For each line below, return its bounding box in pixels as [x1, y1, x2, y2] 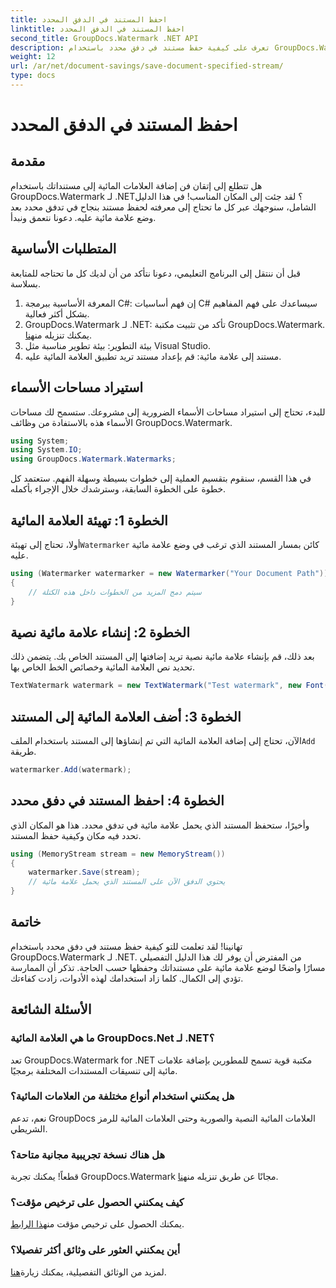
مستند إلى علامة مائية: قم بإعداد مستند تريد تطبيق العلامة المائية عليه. [24, 350, 282, 362]
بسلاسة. [10, 277, 42, 290]
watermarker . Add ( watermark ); [10, 764, 132, 775]
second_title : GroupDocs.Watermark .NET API [10, 33, 199, 43]
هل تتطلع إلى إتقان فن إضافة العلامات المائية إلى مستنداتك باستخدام [10, 179, 263, 191]
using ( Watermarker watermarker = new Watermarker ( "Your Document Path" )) [10, 568, 329, 578]
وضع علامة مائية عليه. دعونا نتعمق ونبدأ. [10, 211, 157, 223]
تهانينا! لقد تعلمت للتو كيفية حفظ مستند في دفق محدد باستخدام [10, 940, 243, 952]
